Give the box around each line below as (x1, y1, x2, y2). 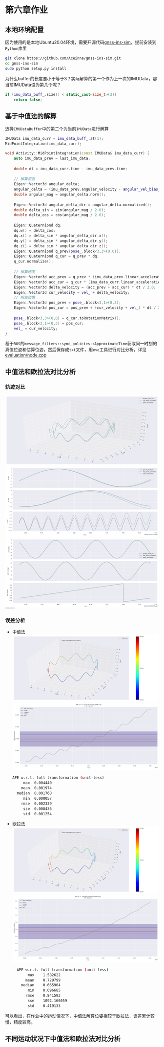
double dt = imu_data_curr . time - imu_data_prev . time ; (14, 166, 128, 171)
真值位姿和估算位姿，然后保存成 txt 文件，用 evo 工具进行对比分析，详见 (5, 347, 146, 352)
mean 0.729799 (25, 978, 61, 982)
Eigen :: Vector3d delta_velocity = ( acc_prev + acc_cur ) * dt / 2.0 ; (14, 284, 156, 290)
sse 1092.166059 (27, 998, 67, 1003)
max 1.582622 (27, 972, 61, 978)
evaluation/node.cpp (5, 352, 47, 358)
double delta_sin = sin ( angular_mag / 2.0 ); (14, 207, 106, 213)
